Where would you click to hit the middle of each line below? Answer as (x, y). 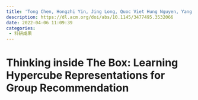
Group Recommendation (68, 88)
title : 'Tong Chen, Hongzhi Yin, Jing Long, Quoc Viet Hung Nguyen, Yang (99, 12)
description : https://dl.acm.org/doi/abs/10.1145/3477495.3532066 (90, 17)
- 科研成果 (20, 34)
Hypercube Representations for (86, 75)
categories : (21, 28)
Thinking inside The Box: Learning (92, 63)
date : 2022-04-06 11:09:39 (39, 22)
